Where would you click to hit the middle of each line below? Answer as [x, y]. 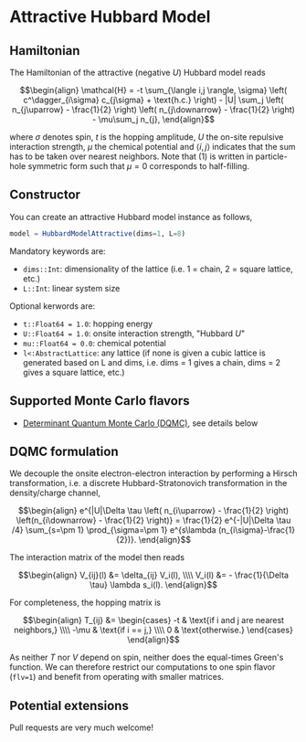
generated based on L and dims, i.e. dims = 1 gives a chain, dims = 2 [152, 362]
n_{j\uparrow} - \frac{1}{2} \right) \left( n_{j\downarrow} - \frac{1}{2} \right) [153, 110]
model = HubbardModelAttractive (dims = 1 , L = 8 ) [97, 233]
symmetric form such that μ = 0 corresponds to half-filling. [138, 166]
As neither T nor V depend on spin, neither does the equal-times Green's [147, 657]
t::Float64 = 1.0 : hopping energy [88, 323]
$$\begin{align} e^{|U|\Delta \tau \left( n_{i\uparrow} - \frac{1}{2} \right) [153, 511]
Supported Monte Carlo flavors [100, 401]
